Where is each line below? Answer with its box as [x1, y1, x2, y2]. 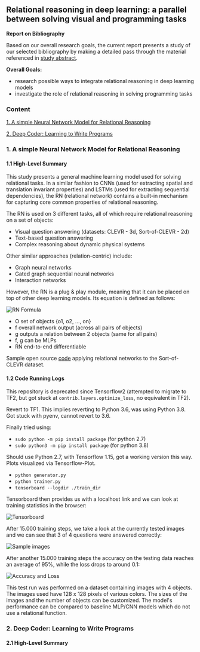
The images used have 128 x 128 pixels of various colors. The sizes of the [6, 590, 187, 598]
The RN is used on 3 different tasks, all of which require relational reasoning [6, 210, 193, 218]
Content [6, 105, 31, 113]
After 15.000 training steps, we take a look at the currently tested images [6, 525, 185, 532]
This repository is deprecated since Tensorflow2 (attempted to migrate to [6, 388, 187, 395]
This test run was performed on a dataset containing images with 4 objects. [6, 584, 192, 591]
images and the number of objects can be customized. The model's [6, 597, 173, 604]
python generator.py [14, 472, 66, 479]
